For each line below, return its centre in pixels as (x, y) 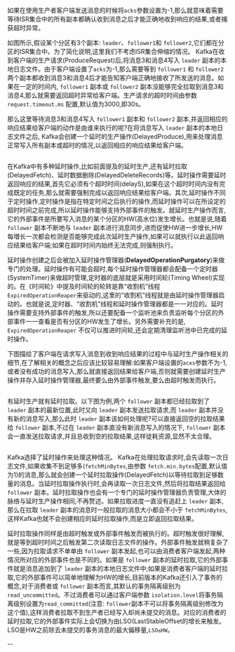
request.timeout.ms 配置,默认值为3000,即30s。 (76, 104)
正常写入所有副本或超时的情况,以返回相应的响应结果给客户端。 (98, 145)
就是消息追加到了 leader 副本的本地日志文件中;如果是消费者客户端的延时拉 (121, 569)
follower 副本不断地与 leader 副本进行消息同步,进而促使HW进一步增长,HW (115, 227)
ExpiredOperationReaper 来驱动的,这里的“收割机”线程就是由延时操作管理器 (113, 295)
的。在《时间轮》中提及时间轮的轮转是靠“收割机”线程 (84, 286)
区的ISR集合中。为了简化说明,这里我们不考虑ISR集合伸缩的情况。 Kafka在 (113, 52)
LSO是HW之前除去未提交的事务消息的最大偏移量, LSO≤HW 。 (90, 630)
